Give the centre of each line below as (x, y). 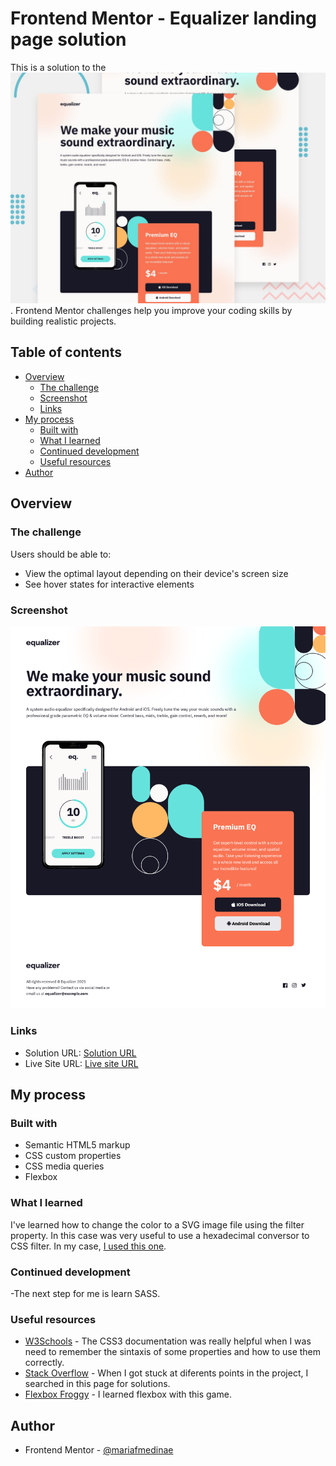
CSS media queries (64, 1166)
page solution (68, 39)
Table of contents (66, 352)
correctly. (44, 1363)
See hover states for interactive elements (109, 584)
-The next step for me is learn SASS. (85, 1294)
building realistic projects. (63, 321)
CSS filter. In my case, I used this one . (88, 1246)
